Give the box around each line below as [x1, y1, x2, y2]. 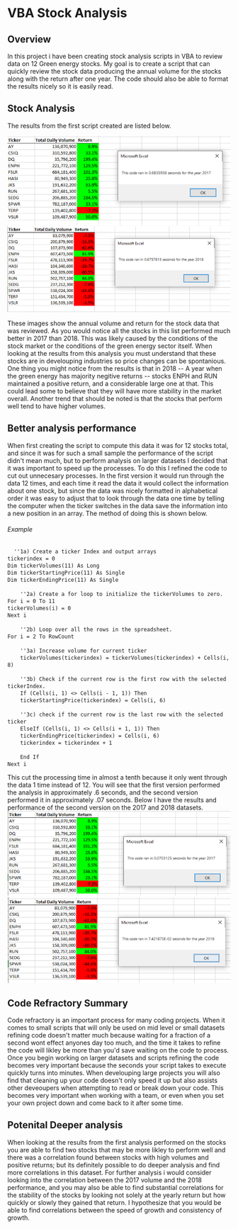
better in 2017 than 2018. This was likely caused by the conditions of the [7, 334, 218, 342]
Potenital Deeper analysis [7, 1119, 123, 1131]
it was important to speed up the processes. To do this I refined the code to [7, 464, 227, 472]
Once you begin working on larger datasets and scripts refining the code [7, 1054, 220, 1062]
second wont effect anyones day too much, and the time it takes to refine [7, 1038, 221, 1047]
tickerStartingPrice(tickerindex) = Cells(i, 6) [20, 697, 166, 704]
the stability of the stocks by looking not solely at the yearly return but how [7, 1191, 226, 1199]
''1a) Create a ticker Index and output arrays [13, 548, 157, 555]
